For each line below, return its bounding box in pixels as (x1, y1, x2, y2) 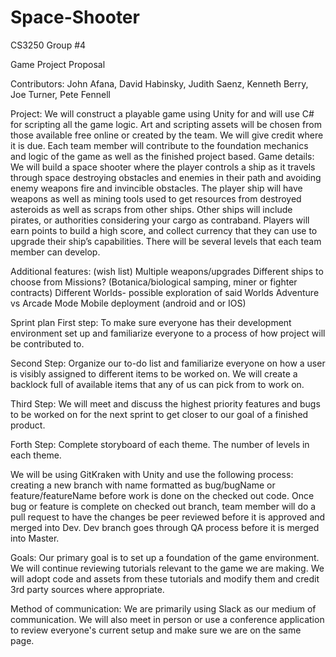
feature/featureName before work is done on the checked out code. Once (10, 489, 315, 501)
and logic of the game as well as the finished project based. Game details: (10, 150, 315, 162)
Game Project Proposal (10, 58, 106, 70)
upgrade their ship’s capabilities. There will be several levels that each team (10, 235, 322, 247)
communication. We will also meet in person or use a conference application (10, 613, 325, 625)
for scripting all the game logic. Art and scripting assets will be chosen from (10, 118, 322, 130)
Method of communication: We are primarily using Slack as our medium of (10, 602, 317, 615)
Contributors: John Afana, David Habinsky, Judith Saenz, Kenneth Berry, (10, 77, 309, 90)
